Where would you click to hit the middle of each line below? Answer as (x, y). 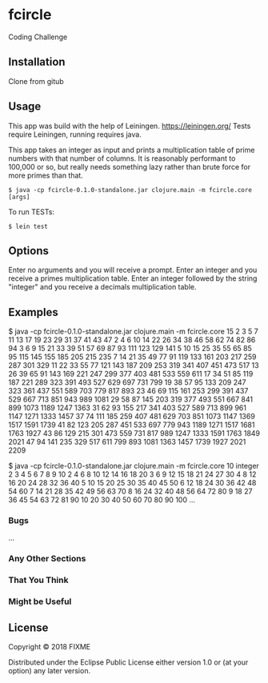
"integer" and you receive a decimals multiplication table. (103, 287)
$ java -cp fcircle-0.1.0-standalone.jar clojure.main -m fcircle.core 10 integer (134, 466)
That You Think (38, 580)
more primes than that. (46, 175)
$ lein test (28, 226)
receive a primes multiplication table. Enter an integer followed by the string (133, 278)
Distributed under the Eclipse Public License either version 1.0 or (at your (128, 662)
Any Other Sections (47, 559)
